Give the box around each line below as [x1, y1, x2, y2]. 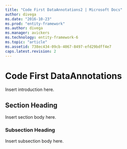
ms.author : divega [5, 26, 43, 31]
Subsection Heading [5, 127, 55, 134]
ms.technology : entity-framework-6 [5, 35, 79, 40]
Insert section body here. [5, 114, 56, 120]
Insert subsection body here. [5, 138, 64, 144]
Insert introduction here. [5, 86, 54, 92]
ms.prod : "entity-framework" [5, 21, 65, 26]
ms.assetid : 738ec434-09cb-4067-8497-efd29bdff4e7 [5, 44, 112, 49]
